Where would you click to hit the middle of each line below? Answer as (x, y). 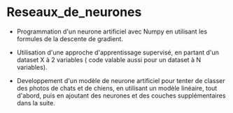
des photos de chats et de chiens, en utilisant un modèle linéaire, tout (117, 88)
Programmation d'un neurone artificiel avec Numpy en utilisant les (112, 31)
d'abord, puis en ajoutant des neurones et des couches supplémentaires (121, 96)
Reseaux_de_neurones (74, 12)
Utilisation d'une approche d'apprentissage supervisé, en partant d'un (118, 52)
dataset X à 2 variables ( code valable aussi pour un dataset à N (108, 59)
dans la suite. (36, 103)
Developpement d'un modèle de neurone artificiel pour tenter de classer (121, 80)
